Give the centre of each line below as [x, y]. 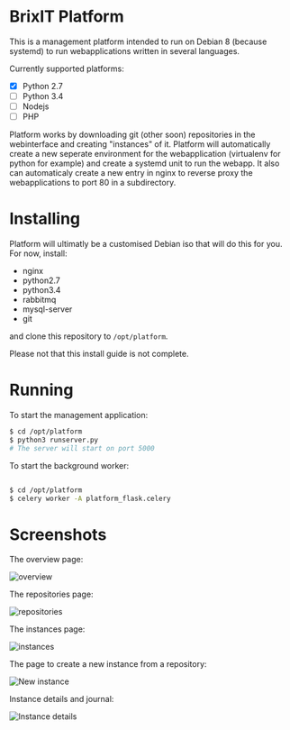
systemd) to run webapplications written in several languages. [125, 50]
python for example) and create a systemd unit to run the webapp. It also [145, 163]
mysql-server [47, 309]
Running [41, 390]
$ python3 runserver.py [54, 440]
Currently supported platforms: [67, 68]
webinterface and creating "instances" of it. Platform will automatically [140, 144]
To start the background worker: [69, 465]
